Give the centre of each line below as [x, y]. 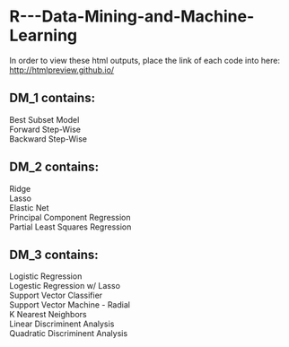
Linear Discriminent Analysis [62, 324]
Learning [44, 35]
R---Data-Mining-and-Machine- [132, 17]
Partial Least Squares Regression [70, 227]
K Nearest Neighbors [48, 315]
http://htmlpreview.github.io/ [62, 70]
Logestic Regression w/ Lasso [65, 286]
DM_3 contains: [54, 254]
